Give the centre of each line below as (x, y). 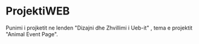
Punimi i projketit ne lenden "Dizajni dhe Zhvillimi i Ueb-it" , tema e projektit (99, 28)
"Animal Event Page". (32, 34)
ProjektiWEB (38, 11)
